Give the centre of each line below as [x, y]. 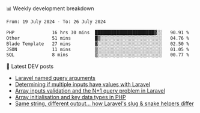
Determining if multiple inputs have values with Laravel [83, 84]
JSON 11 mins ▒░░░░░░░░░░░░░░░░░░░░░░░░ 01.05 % [98, 49]
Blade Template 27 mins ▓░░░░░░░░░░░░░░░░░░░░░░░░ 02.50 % [98, 44]
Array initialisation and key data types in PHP [70, 97]
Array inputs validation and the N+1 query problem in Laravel [90, 91]
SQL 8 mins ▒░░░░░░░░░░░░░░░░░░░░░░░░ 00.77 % [98, 55]
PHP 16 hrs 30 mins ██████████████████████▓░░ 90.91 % [98, 32]
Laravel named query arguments [55, 78]
